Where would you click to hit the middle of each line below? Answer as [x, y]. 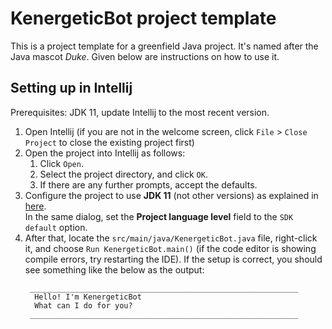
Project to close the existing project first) [109, 142]
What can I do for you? [83, 305]
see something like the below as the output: [114, 269]
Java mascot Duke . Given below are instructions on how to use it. [145, 56]
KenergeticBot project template [143, 18]
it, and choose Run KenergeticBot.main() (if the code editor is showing [170, 248]
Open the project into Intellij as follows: [105, 153]
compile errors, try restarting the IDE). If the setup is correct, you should [173, 259]
